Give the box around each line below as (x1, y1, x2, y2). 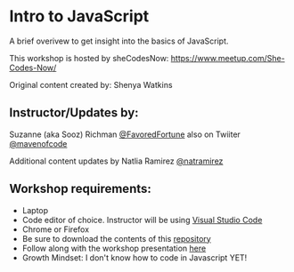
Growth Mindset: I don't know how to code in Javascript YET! (21, 252, 248, 263)
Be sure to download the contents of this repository (21, 233, 211, 244)
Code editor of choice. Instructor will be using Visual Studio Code (21, 214, 263, 225)
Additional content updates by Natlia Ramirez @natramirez (9, 156, 224, 166)
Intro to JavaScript (9, 6, 150, 27)
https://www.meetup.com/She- (170, 52, 285, 63)
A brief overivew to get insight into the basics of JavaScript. (9, 36, 229, 46)
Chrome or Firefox (21, 224, 90, 235)
